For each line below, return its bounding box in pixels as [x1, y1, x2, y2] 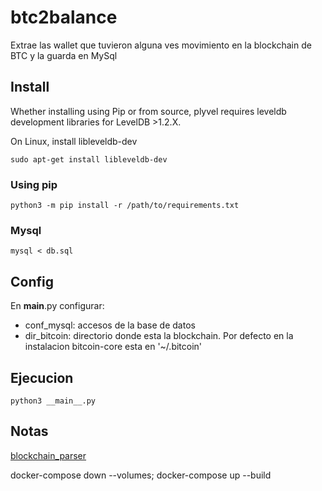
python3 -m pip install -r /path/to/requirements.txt [10, 201, 240, 211]
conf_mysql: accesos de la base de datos [24, 319, 196, 331]
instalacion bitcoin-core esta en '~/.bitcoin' [24, 341, 203, 353]
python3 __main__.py [10, 396, 97, 406]
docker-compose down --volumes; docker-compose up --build [10, 469, 272, 481]
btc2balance [10, 6, 118, 29]
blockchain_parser [10, 449, 87, 461]
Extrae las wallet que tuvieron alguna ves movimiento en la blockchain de [10, 39, 312, 51]
